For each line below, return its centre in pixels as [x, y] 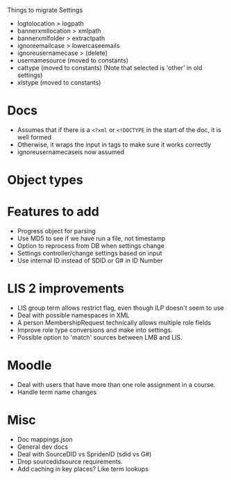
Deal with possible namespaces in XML [73, 315]
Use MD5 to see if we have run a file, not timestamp [91, 238]
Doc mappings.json [45, 439]
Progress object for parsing [56, 231]
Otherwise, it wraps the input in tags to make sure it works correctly [114, 144]
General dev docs [42, 447]
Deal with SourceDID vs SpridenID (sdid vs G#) [84, 454]
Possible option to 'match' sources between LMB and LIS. [100, 337]
